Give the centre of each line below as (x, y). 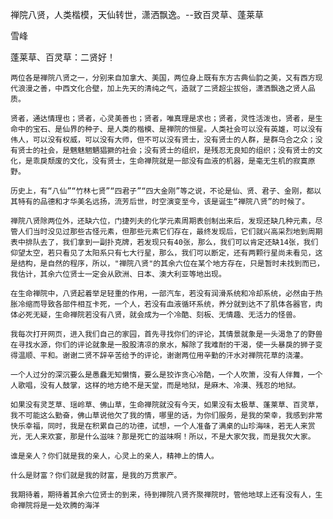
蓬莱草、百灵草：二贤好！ (63, 57)
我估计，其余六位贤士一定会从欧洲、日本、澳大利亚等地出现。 (118, 274)
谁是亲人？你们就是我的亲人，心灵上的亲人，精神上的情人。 (114, 456)
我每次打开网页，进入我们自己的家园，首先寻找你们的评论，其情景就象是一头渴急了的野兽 (166, 334)
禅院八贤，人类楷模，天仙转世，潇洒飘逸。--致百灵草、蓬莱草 (137, 14)
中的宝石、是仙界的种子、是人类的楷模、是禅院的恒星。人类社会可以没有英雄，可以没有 (170, 129)
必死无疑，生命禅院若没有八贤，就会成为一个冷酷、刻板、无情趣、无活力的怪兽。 (159, 315)
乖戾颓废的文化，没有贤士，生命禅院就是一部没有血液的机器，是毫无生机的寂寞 (170, 161)
